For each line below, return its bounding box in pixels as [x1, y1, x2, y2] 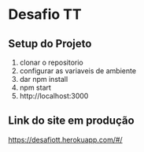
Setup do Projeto [8, 37, 92, 50]
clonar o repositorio [19, 57, 84, 67]
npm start [19, 83, 51, 92]
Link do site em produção [8, 114, 135, 128]
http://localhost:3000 [19, 91, 89, 100]
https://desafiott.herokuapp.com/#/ [8, 135, 124, 144]
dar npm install [19, 75, 68, 83]
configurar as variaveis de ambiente [19, 66, 136, 76]
